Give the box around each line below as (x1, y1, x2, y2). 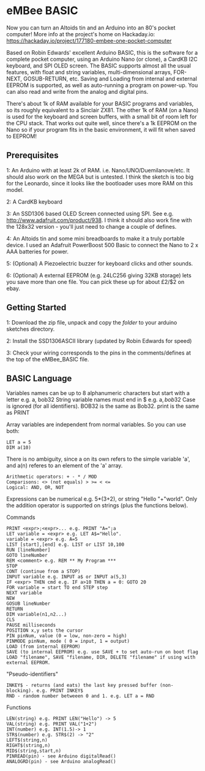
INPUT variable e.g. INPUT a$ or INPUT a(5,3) (6, 574, 127, 580)
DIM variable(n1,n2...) (6, 612, 67, 618)
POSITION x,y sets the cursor (6, 627, 84, 634)
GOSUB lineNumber (6, 600, 51, 607)
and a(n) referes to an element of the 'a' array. (6, 462, 123, 469)
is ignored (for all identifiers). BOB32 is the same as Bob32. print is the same (6, 402, 199, 410)
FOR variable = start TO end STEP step (6, 585, 108, 591)
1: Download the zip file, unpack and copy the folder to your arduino (6, 318, 177, 326)
